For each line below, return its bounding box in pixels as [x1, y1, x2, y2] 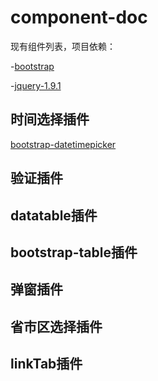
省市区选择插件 [10, 318, 103, 335]
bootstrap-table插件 [10, 244, 138, 261]
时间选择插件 [10, 111, 90, 128]
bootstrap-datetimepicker [10, 138, 117, 150]
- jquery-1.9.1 [10, 79, 62, 91]
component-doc [10, 6, 148, 29]
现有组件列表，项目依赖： [10, 40, 116, 52]
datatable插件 [10, 207, 98, 224]
